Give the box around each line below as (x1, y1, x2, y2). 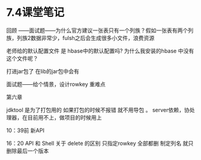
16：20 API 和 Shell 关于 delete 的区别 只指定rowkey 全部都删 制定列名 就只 (6, 139, 194, 147)
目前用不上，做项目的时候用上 (27, 113, 102, 121)
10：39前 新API (6, 127, 45, 134)
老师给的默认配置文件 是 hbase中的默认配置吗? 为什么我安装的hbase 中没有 (6, 47, 194, 55)
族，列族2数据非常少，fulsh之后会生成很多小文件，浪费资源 (6, 34, 155, 41)
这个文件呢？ (6, 55, 38, 62)
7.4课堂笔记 (6, 5, 65, 19)
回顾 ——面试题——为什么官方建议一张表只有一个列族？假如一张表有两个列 (6, 27, 194, 34)
